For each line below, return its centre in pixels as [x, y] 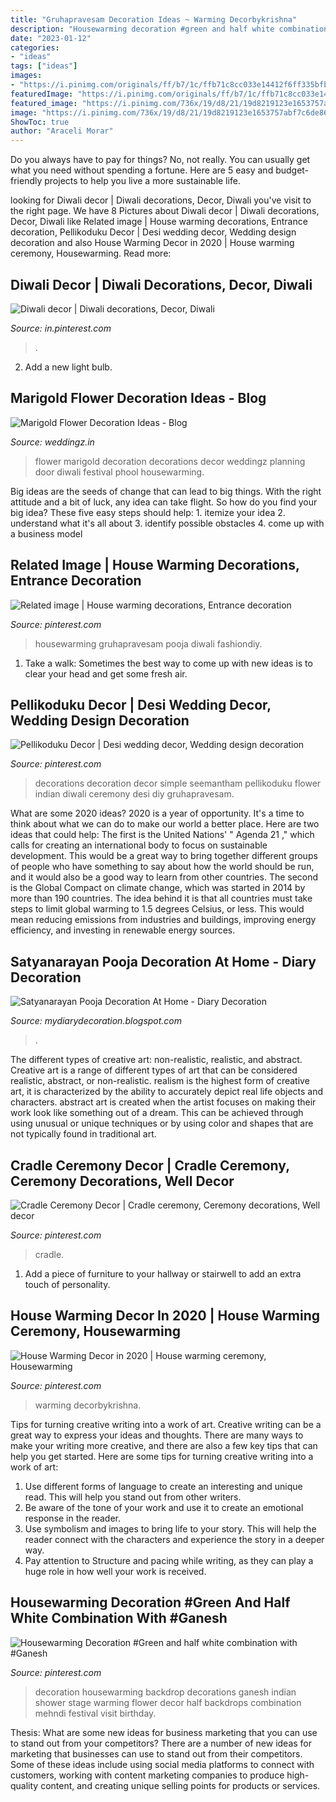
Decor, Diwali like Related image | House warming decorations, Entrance [159, 222]
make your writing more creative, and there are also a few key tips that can [164, 1445]
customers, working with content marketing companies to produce [147, 1775]
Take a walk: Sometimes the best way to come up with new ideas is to [168, 663]
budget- [292, 170]
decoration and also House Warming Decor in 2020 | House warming [152, 243]
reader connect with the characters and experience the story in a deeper [174, 1539]
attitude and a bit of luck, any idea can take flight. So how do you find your [164, 502]
